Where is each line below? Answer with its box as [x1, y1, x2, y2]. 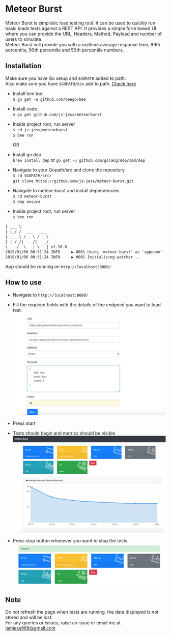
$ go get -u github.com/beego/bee [12, 97, 86, 102]
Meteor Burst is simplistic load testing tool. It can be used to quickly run [5, 20, 156, 26]
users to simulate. [5, 36, 43, 42]
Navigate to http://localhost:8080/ [12, 292, 89, 298]
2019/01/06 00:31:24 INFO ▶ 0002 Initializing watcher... [5, 254, 140, 259]
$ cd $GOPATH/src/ [12, 173, 52, 178]
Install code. [12, 105, 39, 112]
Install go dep [12, 151, 42, 158]
